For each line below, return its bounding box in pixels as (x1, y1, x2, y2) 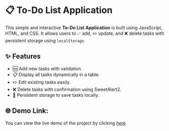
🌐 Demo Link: (5, 107, 49, 115)
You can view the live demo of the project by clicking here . (5, 120, 127, 126)
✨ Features (5, 52, 41, 61)
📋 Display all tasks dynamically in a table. (12, 72, 100, 78)
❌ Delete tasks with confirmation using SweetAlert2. (12, 86, 122, 92)
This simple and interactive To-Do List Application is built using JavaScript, (5, 24, 162, 31)
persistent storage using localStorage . (5, 37, 86, 43)
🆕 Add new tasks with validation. (12, 65, 82, 72)
